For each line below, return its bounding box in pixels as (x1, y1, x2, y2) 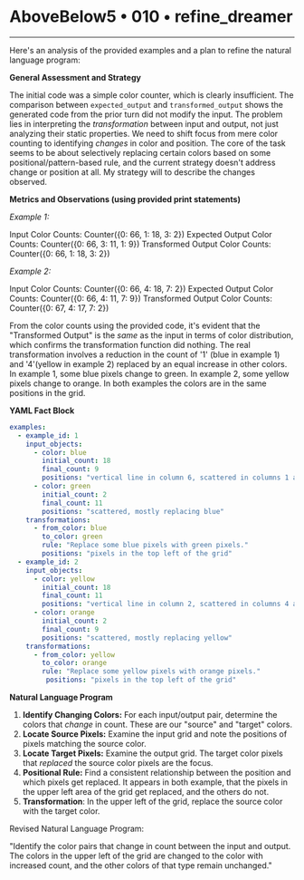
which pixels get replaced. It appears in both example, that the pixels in (22, 777, 288, 788)
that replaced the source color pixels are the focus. (22, 758, 214, 769)
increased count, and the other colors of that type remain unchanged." (9, 860, 273, 871)
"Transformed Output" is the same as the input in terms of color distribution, (9, 329, 294, 341)
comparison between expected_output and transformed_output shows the (9, 99, 283, 110)
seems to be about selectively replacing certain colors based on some (9, 147, 271, 158)
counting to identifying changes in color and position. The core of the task (9, 138, 287, 149)
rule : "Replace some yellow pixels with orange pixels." (42, 667, 261, 676)
